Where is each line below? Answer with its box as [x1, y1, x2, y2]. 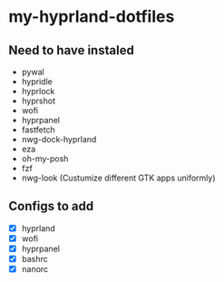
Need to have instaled [8, 43, 135, 58]
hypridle [21, 76, 54, 87]
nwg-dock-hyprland [21, 134, 97, 144]
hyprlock [21, 86, 55, 96]
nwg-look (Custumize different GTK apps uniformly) [21, 172, 216, 183]
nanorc [21, 264, 49, 275]
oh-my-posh [21, 153, 69, 164]
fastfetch [21, 124, 55, 135]
